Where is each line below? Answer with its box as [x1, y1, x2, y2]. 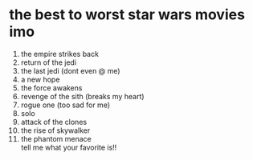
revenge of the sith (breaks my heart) [20, 91, 145, 101]
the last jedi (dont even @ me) [20, 66, 120, 75]
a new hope [20, 74, 60, 84]
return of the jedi [20, 58, 77, 67]
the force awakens [20, 82, 83, 93]
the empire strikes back [20, 49, 100, 58]
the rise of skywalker [20, 126, 91, 135]
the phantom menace [20, 134, 92, 143]
